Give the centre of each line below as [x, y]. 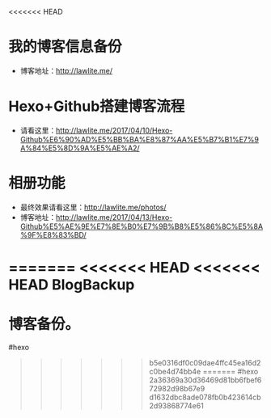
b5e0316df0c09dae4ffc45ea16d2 [205, 362]
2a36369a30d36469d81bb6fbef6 [205, 380]
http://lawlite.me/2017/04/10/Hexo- [114, 130]
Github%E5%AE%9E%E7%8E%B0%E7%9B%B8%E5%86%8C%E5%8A [142, 226]
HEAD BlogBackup [72, 285]
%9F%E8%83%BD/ [53, 234]
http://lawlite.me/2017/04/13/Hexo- [114, 217]
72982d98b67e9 [177, 388]
